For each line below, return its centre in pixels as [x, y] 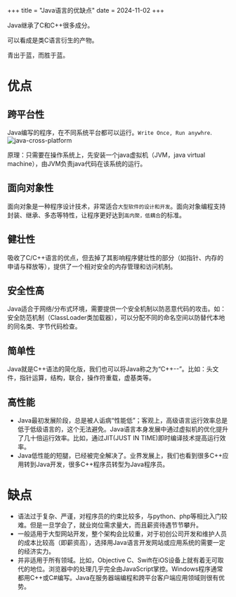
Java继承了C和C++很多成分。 [51, 25]
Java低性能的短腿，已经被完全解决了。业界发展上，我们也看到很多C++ [120, 456]
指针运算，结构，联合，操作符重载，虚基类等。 [87, 378]
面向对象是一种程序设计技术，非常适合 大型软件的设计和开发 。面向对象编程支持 [117, 206]
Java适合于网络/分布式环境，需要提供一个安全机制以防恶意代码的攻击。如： [117, 309]
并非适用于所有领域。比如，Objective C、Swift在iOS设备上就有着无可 [117, 560]
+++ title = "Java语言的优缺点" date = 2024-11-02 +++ [86, 10]
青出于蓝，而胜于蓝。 [38, 55]
